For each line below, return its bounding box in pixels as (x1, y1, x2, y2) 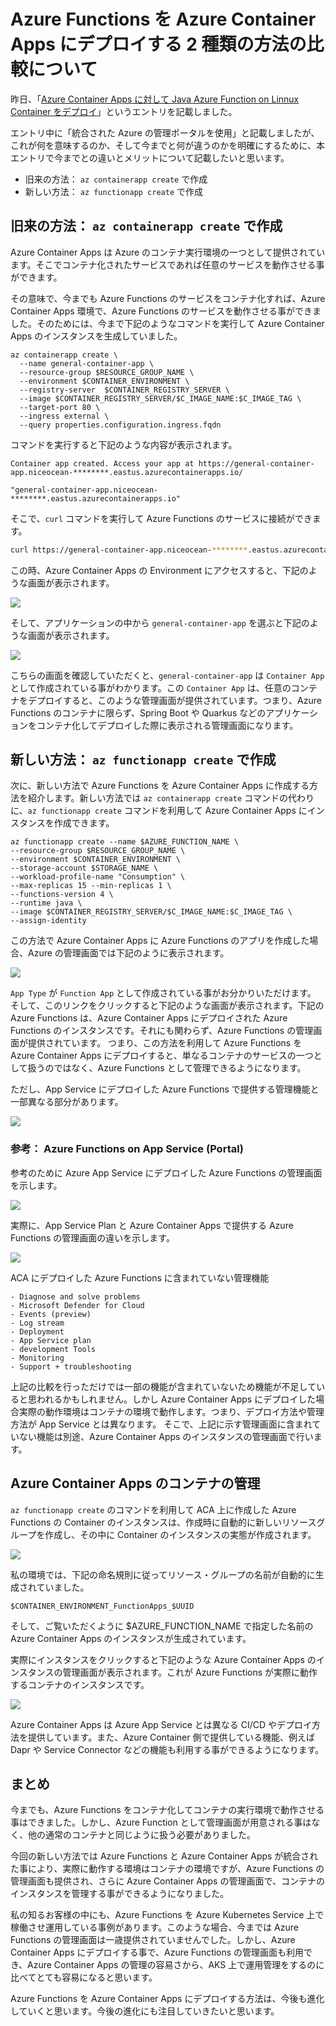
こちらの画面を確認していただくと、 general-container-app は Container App (10, 669, 325, 681)
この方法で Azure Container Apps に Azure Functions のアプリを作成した (10, 935, 310, 947)
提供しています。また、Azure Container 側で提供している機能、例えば (27, 1731, 315, 1743)
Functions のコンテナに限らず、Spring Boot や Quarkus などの (10, 706, 267, 719)
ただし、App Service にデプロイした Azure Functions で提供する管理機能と (10, 1083, 320, 1095)
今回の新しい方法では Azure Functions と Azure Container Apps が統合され (10, 1850, 319, 1862)
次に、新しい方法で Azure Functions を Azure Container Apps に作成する (10, 780, 310, 792)
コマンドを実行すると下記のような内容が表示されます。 (10, 438, 238, 450)
